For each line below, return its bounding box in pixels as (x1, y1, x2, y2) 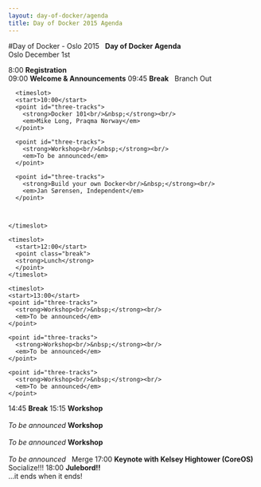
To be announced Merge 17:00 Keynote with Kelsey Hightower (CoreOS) (8, 454, 254, 464)
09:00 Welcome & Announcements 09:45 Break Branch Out (8, 73, 212, 83)
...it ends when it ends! (8, 471, 83, 481)
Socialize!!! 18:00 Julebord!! (8, 462, 101, 472)
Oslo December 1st (8, 49, 71, 59)
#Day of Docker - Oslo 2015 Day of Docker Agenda (8, 41, 181, 50)
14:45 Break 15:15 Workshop (8, 403, 103, 413)
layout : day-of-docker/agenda (8, 11, 109, 20)
